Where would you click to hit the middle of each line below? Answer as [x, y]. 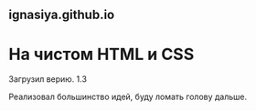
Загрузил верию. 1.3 [48, 79]
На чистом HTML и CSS [101, 54]
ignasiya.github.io [62, 15]
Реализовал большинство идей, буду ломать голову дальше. [128, 97]
